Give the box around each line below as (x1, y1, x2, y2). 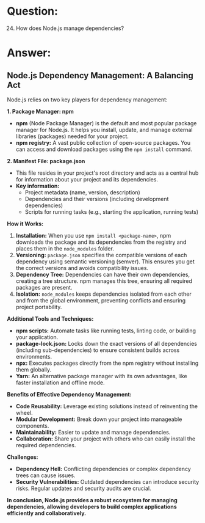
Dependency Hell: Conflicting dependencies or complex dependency (15, 465, 191, 472)
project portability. (15, 303, 62, 310)
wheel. (15, 409, 33, 416)
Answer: (7, 46, 51, 60)
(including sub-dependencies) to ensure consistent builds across (15, 346, 180, 354)
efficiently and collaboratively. (7, 509, 87, 517)
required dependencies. (15, 441, 76, 448)
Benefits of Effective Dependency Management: (7, 390, 132, 398)
